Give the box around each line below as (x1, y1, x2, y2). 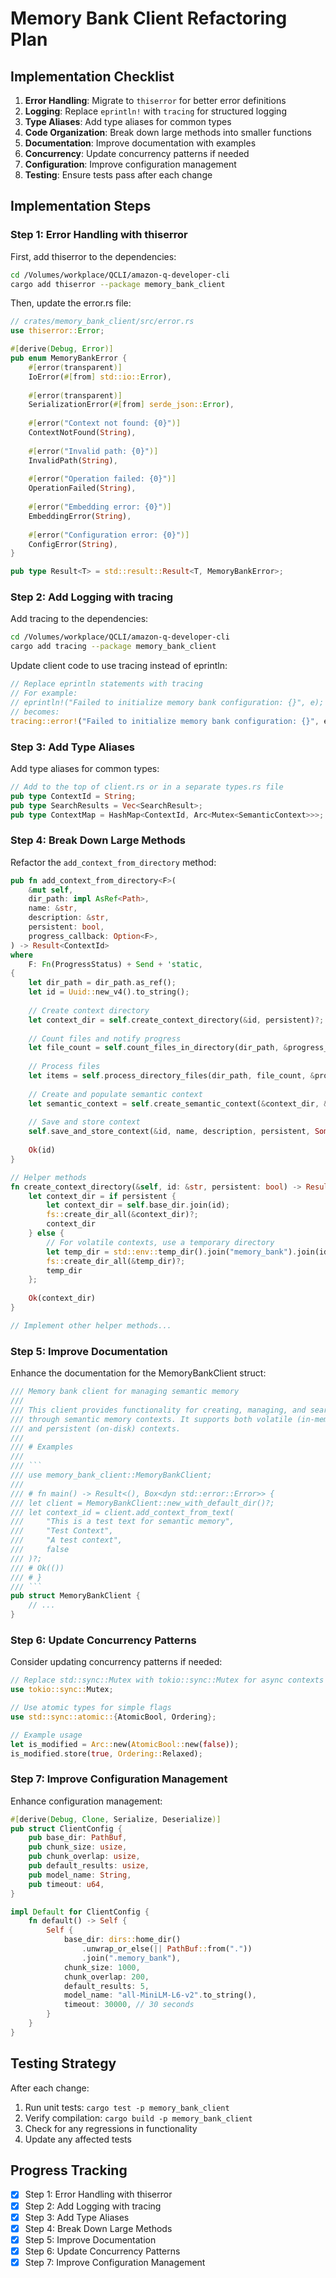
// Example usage (10, 1730, 83, 1740)
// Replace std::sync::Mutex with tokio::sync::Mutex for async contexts (10, 1675, 325, 1686)
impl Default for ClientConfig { (10, 1907, 150, 1917)
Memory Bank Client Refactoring (10, 7, 288, 30)
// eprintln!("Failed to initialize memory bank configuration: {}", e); (10, 697, 325, 707)
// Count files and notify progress (28, 1033, 182, 1044)
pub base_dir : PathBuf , (28, 1833, 128, 1843)
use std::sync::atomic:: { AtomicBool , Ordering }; (10, 1712, 217, 1722)
